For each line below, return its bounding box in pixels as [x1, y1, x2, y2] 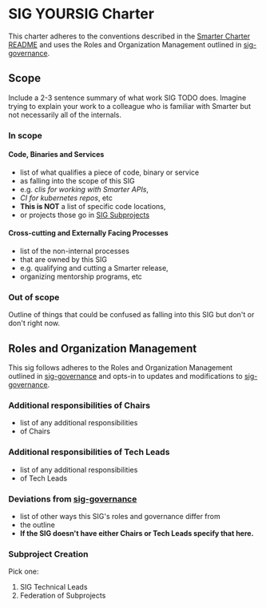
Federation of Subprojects [19, 590, 106, 601]
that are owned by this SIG [19, 255, 108, 264]
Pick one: [8, 566, 39, 577]
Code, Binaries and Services [8, 150, 105, 159]
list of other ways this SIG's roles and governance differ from [19, 512, 221, 521]
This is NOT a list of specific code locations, [19, 201, 166, 211]
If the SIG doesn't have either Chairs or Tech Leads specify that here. [19, 529, 254, 538]
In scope [8, 130, 42, 141]
